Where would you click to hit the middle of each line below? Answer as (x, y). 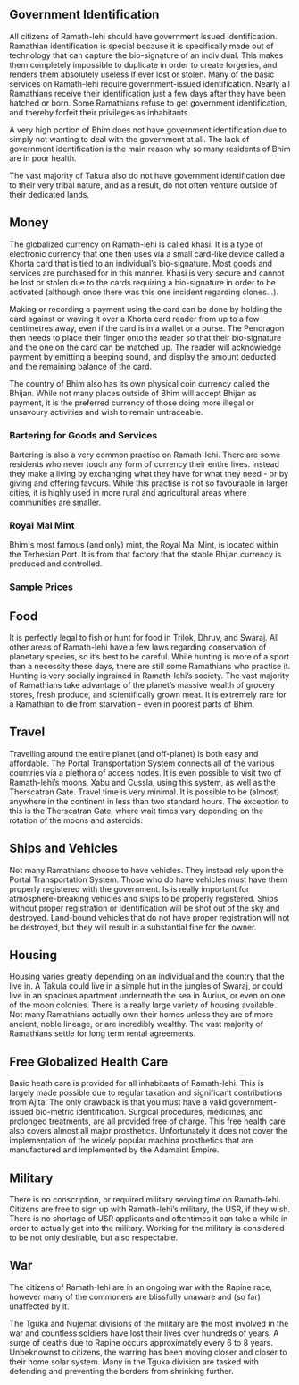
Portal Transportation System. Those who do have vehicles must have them (148, 879)
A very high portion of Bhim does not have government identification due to (148, 130)
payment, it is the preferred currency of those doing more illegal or (132, 403)
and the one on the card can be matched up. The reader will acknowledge (145, 347)
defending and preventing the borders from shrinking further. (121, 1371)
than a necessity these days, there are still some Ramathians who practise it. (150, 666)
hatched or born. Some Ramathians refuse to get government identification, (148, 103)
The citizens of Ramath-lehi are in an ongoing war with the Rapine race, (141, 1287)
